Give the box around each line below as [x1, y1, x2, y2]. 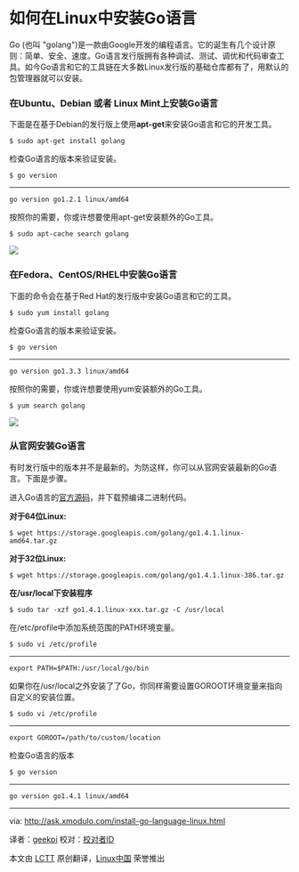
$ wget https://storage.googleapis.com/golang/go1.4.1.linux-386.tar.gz [9, 570, 285, 579]
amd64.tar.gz [9, 536, 58, 545]
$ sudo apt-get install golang [9, 137, 125, 146]
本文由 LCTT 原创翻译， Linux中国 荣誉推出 [9, 852, 166, 863]
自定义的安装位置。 [9, 691, 80, 702]
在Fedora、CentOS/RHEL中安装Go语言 [9, 269, 178, 281]
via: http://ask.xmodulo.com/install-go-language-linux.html [9, 815, 226, 826]
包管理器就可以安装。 [9, 72, 87, 83]
